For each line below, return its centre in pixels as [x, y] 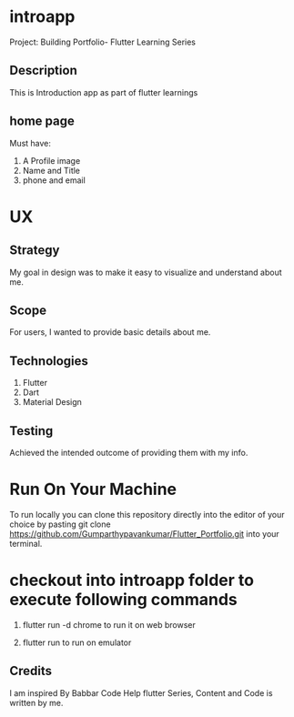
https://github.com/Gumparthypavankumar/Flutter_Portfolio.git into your [144, 533]
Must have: [30, 143]
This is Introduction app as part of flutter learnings [104, 92]
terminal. [26, 543]
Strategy [35, 251]
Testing [31, 431]
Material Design [52, 402]
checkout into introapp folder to [132, 581]
